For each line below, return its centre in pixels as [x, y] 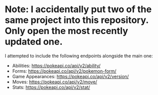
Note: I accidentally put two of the [78, 9]
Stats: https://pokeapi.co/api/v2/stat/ [51, 87]
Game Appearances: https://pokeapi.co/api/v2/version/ [70, 76]
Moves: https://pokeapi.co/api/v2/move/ [55, 82]
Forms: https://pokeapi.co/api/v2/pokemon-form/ [64, 71]
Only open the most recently [66, 31]
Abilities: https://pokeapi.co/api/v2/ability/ [56, 66]
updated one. [34, 42]
